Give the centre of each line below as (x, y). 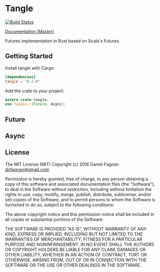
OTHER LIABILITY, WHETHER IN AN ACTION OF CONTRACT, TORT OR (76, 254)
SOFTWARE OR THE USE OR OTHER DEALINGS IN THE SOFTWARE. (73, 265)
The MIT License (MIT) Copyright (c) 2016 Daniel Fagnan (62, 164)
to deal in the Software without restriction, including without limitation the (78, 189)
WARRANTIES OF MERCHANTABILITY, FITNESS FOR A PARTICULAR (74, 239)
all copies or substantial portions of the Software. (54, 219)
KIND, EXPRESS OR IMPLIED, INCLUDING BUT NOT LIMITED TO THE (74, 234)
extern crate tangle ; (27, 100)
